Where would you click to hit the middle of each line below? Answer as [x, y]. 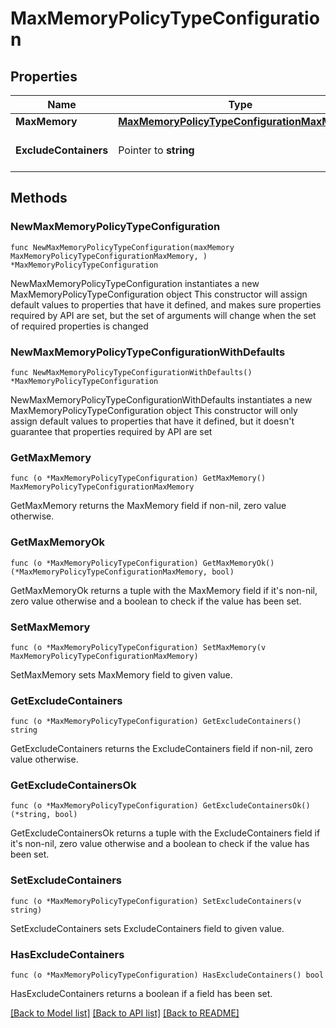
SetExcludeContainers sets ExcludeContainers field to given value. [147, 928]
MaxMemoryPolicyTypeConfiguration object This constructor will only [154, 410]
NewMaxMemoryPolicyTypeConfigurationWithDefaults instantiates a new [161, 399]
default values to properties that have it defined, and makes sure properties [166, 304]
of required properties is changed [79, 326]
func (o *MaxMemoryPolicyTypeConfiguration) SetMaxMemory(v [138, 647]
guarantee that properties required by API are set [111, 431]
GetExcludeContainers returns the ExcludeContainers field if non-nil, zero [161, 749]
